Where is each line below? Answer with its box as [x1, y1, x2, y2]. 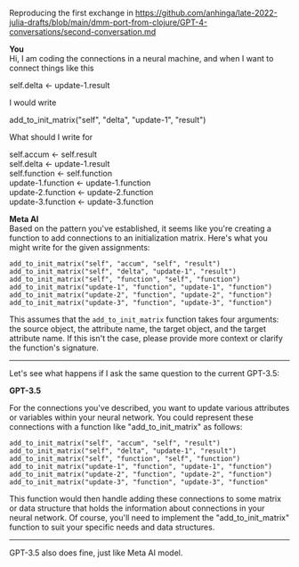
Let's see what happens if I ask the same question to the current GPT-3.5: [9, 368, 280, 378]
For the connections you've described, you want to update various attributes [9, 403, 290, 413]
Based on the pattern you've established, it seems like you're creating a [9, 223, 271, 234]
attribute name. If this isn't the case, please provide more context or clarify [9, 333, 283, 343]
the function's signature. [9, 342, 100, 353]
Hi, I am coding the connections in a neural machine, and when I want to [9, 53, 274, 63]
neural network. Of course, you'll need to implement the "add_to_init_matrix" [9, 513, 290, 522]
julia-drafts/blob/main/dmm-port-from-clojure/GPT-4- [9, 17, 207, 28]
